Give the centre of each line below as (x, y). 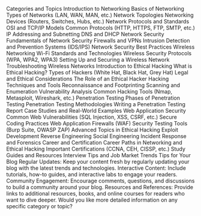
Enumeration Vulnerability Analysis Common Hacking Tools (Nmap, (89, 91)
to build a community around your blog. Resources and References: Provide (100, 187)
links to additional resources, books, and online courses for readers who (95, 193)
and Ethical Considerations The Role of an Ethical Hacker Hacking (88, 79)
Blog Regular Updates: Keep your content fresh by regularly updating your (98, 162)
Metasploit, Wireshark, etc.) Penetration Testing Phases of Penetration (93, 98)
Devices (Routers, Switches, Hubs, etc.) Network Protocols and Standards (98, 21)
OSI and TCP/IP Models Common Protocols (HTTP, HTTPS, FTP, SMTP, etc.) (100, 28)
